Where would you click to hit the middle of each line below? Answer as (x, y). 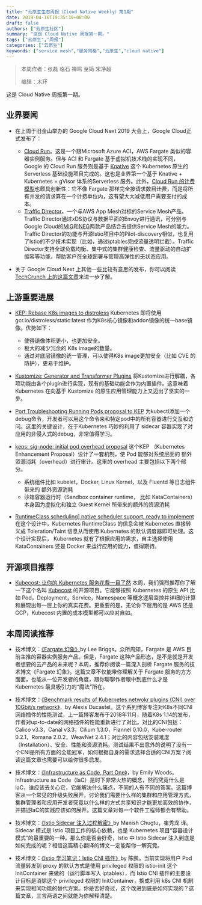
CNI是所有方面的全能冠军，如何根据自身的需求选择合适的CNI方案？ (103, 752)
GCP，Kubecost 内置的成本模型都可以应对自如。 (75, 613)
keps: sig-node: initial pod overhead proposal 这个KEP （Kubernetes (100, 447)
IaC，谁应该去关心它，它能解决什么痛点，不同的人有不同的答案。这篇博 (103, 787)
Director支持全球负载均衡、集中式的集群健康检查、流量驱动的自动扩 (108, 249)
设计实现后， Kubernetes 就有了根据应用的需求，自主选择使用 (96, 539)
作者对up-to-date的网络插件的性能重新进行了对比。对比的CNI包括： (99, 722)
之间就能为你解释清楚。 (86, 896)
